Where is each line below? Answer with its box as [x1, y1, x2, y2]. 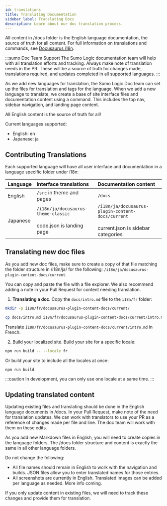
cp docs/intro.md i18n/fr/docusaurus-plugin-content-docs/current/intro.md [5, 315, 166, 320]
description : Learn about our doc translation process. [5, 21, 123, 26]
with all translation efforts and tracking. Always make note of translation [5, 60, 152, 66]
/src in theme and [36, 189, 79, 196]
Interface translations [36, 181, 89, 188]
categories [97, 231, 123, 238]
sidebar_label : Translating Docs [5, 16, 75, 21]
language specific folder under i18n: [5, 169, 79, 175]
